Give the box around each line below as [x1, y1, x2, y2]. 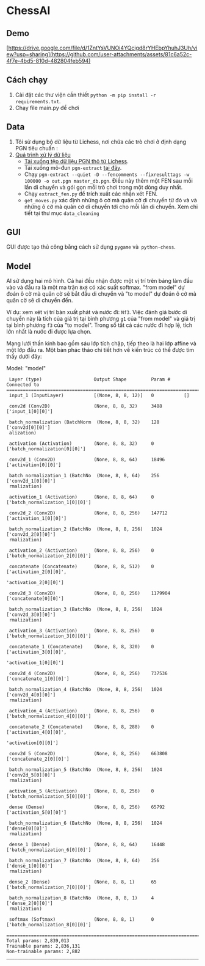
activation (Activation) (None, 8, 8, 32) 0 [9, 441, 154, 447]
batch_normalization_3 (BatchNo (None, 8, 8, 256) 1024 [9, 606, 163, 613]
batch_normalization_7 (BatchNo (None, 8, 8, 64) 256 [9, 858, 160, 864]
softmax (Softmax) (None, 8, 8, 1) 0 [9, 917, 154, 923]
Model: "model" [6, 365, 46, 372]
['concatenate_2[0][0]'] [6, 756, 70, 763]
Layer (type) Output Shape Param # [9, 376, 171, 382]
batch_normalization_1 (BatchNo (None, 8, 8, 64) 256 [9, 473, 160, 479]
